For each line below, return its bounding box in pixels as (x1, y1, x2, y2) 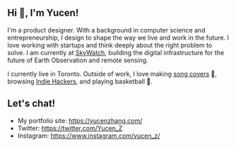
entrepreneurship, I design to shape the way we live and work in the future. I (7, 33, 230, 42)
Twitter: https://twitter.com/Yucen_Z (17, 124, 123, 132)
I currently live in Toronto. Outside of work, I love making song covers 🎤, (7, 69, 218, 78)
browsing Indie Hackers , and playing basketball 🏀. (7, 77, 153, 86)
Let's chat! (7, 98, 56, 110)
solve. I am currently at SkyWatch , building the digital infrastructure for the (7, 48, 225, 57)
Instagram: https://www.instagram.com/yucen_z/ (17, 131, 160, 140)
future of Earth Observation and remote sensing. (7, 56, 148, 64)
